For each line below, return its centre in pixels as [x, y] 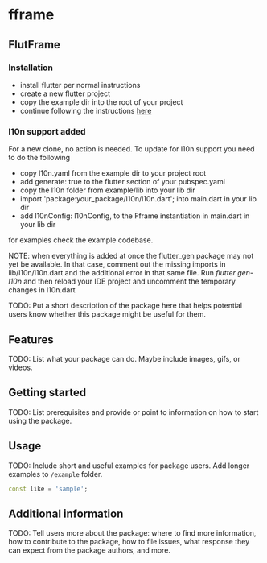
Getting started [47, 393]
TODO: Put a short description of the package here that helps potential [125, 306]
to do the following [39, 158]
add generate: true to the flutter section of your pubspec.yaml [122, 182]
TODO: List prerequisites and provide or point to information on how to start [133, 412]
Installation [31, 68]
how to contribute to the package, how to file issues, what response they [129, 542]
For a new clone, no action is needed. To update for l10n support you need [131, 149]
